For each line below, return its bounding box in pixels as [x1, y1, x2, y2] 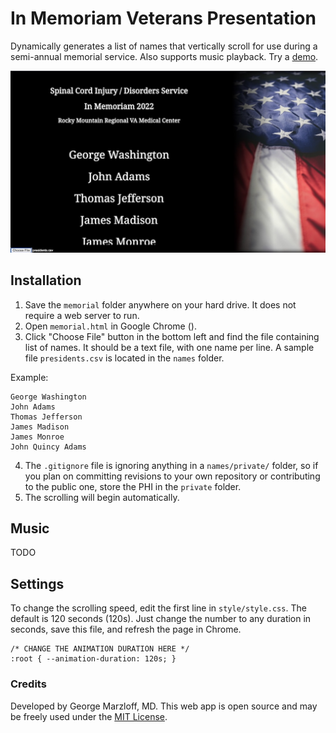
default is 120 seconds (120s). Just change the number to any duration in [10, 613, 312, 625]
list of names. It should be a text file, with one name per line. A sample [24, 341, 315, 353]
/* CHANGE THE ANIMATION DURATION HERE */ [10, 644, 190, 654]
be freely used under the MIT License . [10, 710, 168, 722]
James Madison [10, 422, 70, 432]
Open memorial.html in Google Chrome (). [24, 320, 197, 332]
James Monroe [10, 432, 65, 442]
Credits [10, 677, 47, 691]
